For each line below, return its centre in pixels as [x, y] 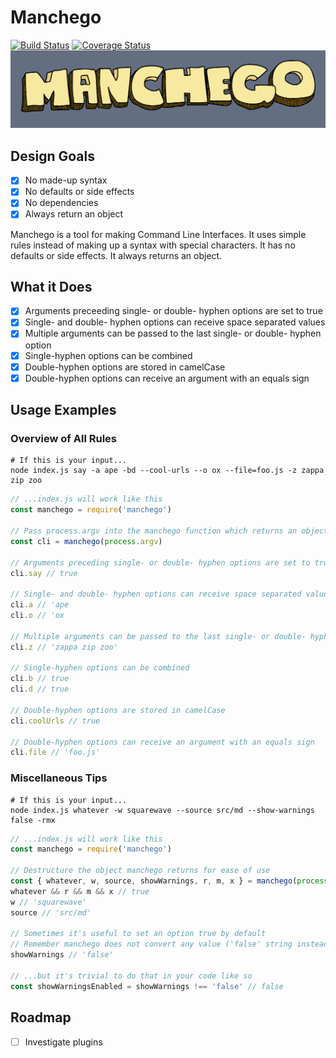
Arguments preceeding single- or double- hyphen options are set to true [173, 311]
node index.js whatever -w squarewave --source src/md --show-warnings [162, 810]
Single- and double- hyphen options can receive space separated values [175, 322]
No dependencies [61, 203]
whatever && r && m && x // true [80, 891]
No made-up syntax [66, 180]
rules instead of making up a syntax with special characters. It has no [153, 245]
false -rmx [33, 820]
